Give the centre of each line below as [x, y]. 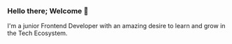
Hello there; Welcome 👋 [48, 11]
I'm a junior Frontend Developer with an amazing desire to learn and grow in [116, 26]
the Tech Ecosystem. [37, 33]
